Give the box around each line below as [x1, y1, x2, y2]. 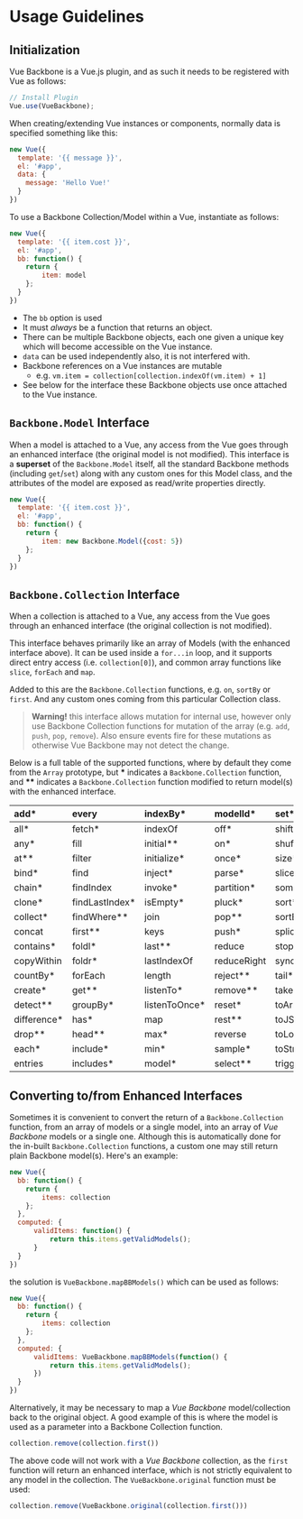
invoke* [143, 881, 179, 894]
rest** [214, 1013, 243, 1026]
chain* [14, 881, 43, 894]
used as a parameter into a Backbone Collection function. [9, 1422, 224, 1432]
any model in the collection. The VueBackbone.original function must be [9, 1474, 277, 1485]
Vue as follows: [9, 76, 67, 87]
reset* [214, 999, 243, 1011]
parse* [214, 867, 245, 879]
